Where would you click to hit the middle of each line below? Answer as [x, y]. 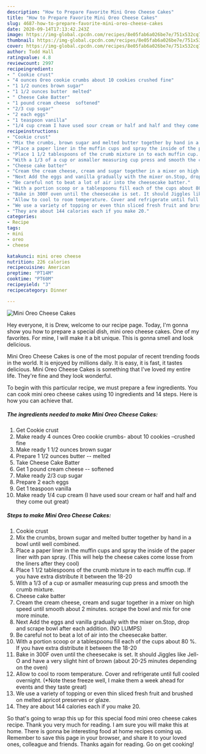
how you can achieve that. [40, 401]
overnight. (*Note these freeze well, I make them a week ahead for [100, 680]
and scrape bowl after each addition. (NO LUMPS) [79, 628]
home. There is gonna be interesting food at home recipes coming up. [95, 731]
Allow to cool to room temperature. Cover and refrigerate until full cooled [107, 674]
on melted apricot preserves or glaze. [63, 700]
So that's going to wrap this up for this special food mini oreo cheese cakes [102, 718]
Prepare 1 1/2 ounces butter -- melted [63, 456]
